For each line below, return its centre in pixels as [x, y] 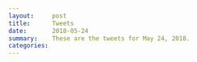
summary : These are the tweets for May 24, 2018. [99, 38]
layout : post [38, 16]
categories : [28, 46]
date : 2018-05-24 [49, 31]
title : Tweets [41, 23]
